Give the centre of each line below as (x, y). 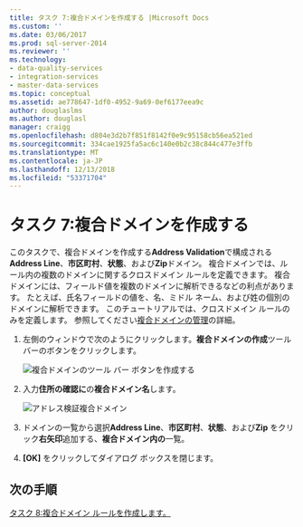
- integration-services (54, 77)
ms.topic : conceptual (50, 93)
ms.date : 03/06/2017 (48, 34)
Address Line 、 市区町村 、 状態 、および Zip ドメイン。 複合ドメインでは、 (145, 263)
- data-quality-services (56, 69)
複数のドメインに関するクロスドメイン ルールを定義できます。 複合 (166, 275)
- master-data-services (54, 85)
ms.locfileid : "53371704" (58, 177)
